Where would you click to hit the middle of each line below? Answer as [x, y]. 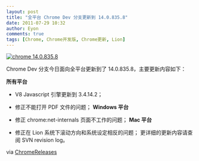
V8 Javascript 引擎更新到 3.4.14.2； [59, 94]
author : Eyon [22, 28]
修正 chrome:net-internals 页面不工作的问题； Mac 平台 [83, 120]
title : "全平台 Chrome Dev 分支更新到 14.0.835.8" [67, 17]
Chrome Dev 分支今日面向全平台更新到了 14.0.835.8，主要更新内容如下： [96, 69]
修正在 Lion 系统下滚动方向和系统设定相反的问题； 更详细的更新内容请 [101, 133]
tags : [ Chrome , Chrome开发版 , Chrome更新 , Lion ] [66, 40]
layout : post [22, 12]
